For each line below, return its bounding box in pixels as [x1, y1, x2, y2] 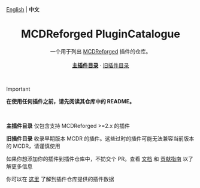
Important [6, 85, 31, 92]
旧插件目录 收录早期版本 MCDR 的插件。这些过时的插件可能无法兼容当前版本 [6, 135, 195, 142]
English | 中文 [6, 6, 40, 13]
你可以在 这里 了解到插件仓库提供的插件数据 [6, 175, 114, 183]
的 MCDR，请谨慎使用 [6, 142, 60, 150]
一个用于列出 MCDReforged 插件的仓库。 [50, 47, 151, 55]
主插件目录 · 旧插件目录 [72, 61, 129, 68]
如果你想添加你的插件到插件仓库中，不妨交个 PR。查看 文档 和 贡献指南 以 [6, 155, 189, 162]
